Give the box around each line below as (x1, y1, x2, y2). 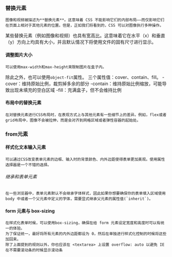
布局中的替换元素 (5, 100, 42, 106)
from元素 (5, 130, 28, 137)
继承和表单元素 (5, 173, 37, 180)
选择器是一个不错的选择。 (5, 162, 51, 167)
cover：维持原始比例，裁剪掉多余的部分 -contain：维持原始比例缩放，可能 (5, 81, 163, 87)
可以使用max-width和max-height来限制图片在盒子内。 (5, 64, 107, 70)
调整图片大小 (5, 51, 32, 57)
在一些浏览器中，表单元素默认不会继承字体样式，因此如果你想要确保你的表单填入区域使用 (5, 191, 166, 196)
